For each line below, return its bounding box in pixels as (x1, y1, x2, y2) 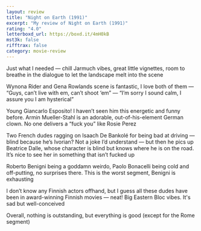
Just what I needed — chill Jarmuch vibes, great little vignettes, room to (6, 65, 185, 72)
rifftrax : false (6, 43, 47, 49)
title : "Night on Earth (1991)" (6, 14, 88, 21)
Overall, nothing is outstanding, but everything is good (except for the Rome (6, 212, 195, 219)
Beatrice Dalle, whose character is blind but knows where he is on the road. (6, 144, 194, 151)
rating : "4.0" (6, 25, 42, 32)
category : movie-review (6, 48, 66, 54)
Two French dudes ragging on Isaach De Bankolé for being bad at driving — (6, 131, 195, 139)
